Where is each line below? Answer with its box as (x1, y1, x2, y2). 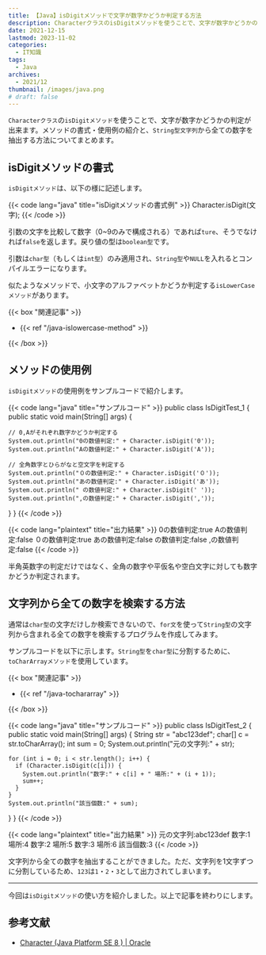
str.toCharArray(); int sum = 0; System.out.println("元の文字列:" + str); (8, 738, 235, 748)
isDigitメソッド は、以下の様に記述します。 (8, 183, 146, 193)
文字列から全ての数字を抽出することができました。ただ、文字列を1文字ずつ (8, 856, 254, 865)
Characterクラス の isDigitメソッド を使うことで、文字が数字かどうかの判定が (8, 116, 252, 125)
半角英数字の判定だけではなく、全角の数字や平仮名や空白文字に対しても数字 (8, 561, 257, 571)
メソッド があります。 (8, 290, 74, 300)
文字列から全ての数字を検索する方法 (8, 596, 185, 611)
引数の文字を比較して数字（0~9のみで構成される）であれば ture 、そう (8, 227, 237, 236)
